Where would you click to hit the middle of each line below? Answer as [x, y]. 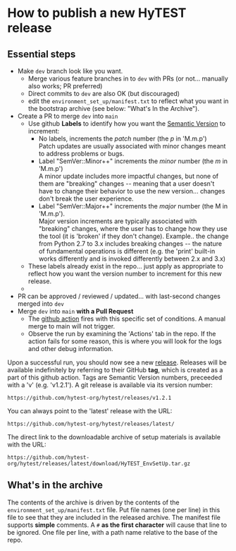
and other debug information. [71, 349]
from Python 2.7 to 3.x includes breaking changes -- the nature [130, 244]
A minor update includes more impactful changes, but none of [129, 176]
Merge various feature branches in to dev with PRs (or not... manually [128, 78]
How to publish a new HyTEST [97, 13]
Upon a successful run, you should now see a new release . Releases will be [117, 362]
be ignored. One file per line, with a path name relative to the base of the [113, 532]
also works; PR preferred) [65, 86]
